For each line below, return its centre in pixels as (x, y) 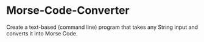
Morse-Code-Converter (68, 10)
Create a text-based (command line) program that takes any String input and (102, 27)
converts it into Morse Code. (42, 33)
